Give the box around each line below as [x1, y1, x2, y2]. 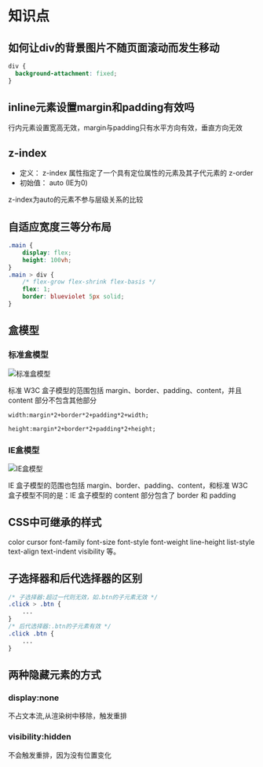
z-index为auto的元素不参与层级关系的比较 [8, 195, 144, 205]
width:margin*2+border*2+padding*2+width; [8, 411, 149, 419]
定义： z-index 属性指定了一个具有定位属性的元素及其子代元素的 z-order [19, 169, 254, 178]
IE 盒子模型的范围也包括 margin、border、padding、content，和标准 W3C [8, 480, 249, 490]
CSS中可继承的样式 [8, 516, 102, 529]
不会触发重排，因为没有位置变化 [8, 750, 111, 760]
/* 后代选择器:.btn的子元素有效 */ [8, 623, 111, 631]
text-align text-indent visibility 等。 [8, 547, 120, 556]
